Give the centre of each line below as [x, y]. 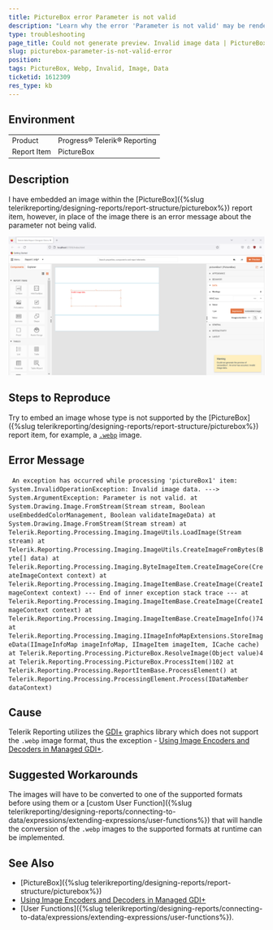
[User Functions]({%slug [62, 908]
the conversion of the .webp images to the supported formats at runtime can [135, 829]
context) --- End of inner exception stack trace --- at [150, 593]
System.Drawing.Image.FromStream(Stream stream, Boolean [107, 506]
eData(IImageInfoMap [43, 645]
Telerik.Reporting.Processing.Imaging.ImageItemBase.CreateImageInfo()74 [136, 619]
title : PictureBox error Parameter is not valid [92, 17]
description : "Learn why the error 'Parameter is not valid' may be [127, 26]
